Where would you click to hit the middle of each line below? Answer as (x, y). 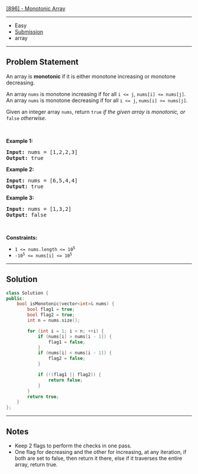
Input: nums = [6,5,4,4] (42, 180)
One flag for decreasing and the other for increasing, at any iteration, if (100, 452)
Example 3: (20, 198)
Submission (29, 32)
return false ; (65, 380)
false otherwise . (26, 118)
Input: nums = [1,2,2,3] (42, 152)
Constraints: (22, 237)
